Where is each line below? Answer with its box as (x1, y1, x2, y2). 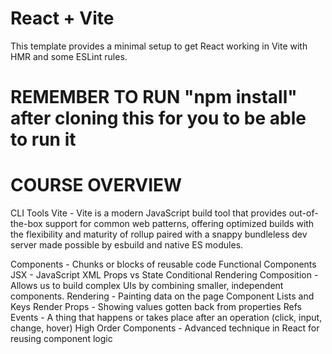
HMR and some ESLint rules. (10, 50, 128, 62)
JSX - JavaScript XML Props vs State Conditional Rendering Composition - (10, 269, 319, 281)
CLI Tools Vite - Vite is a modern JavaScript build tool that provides (10, 207, 287, 219)
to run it (10, 128, 77, 151)
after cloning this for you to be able (10, 107, 307, 130)
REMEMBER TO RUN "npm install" (10, 86, 298, 109)
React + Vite (10, 7, 115, 30)
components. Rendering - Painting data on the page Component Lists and (10, 290, 315, 302)
